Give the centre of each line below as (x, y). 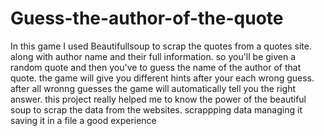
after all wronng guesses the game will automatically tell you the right (153, 88)
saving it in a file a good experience (83, 120)
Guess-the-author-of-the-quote (147, 18)
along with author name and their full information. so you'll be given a (153, 56)
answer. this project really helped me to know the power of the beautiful (158, 99)
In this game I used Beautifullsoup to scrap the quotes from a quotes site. (161, 46)
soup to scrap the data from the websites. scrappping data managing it (156, 109)
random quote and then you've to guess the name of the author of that (156, 67)
